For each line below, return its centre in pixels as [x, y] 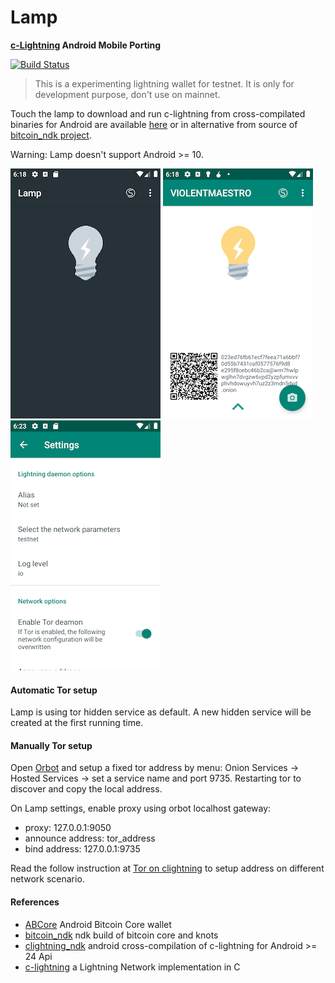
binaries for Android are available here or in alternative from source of [154, 124]
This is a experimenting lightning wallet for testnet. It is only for [164, 83]
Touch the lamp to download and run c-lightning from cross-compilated [158, 113]
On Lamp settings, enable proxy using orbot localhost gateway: [141, 808]
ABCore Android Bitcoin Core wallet [98, 924]
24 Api [38, 956]
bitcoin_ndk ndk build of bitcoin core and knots [121, 935]
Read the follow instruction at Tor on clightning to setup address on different [167, 868]
